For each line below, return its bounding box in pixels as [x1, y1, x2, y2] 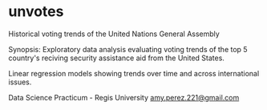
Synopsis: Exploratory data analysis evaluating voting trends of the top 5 [8, 44, 248, 54]
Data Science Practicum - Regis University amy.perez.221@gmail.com [8, 92, 240, 102]
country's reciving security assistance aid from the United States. [8, 53, 225, 63]
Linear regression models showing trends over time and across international [8, 68, 260, 78]
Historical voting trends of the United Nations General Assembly [8, 29, 220, 39]
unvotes [8, 2, 64, 21]
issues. [8, 77, 32, 87]
